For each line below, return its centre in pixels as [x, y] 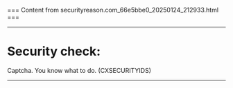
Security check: [54, 52]
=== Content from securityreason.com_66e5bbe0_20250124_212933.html [113, 10]
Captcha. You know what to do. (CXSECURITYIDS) [79, 70]
